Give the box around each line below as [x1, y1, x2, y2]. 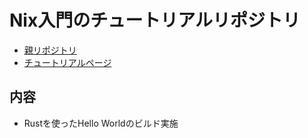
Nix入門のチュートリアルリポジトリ [9, 9, 301, 32]
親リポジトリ [23, 44, 77, 56]
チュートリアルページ [23, 56, 112, 68]
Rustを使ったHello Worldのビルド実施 [23, 117, 179, 129]
